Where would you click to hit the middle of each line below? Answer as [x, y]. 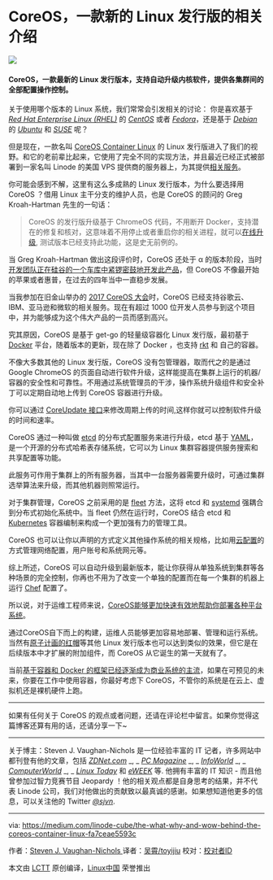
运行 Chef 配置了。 [40, 588]
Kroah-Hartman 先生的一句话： [61, 205]
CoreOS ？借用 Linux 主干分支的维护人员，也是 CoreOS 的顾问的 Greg [126, 194]
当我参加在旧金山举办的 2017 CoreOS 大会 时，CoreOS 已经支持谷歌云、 [128, 297]
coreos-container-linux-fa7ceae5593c [72, 834]
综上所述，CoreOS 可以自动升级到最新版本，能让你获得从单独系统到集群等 [133, 568]
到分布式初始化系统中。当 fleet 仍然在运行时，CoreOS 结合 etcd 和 [120, 512]
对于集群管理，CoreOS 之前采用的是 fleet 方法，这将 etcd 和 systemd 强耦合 [136, 503]
